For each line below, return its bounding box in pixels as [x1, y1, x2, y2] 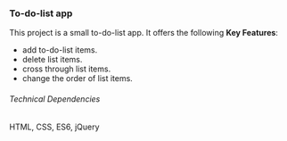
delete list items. [21, 54, 83, 65]
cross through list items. [21, 63, 111, 74]
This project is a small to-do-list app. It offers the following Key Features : [9, 28, 279, 38]
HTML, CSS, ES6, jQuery [9, 121, 100, 132]
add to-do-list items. [21, 45, 98, 55]
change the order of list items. [21, 73, 134, 84]
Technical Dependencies [9, 93, 101, 104]
